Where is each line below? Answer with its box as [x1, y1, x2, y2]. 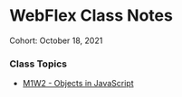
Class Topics [9, 57, 68, 70]
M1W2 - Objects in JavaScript [22, 78, 134, 89]
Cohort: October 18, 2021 [9, 35, 103, 46]
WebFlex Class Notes [9, 5, 174, 26]
